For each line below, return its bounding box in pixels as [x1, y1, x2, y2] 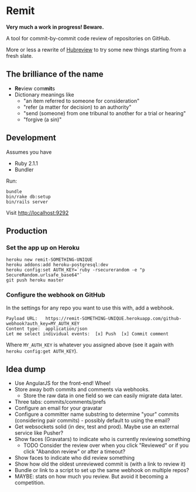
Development [6, 133, 57, 143]
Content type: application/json [6, 326, 88, 332]
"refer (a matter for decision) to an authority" [23, 104, 132, 111]
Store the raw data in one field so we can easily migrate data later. [23, 392, 183, 399]
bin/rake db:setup [6, 194, 51, 199]
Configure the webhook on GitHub [6, 291, 105, 299]
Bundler [14, 166, 34, 173]
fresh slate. [6, 52, 33, 59]
